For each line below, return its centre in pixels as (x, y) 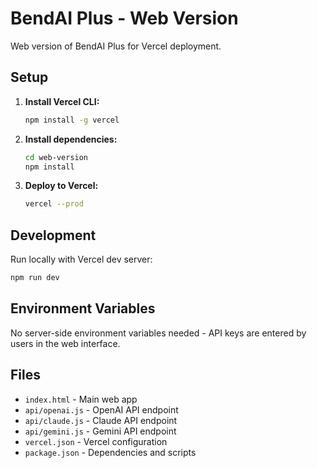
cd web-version (56, 157)
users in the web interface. (65, 343)
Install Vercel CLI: (62, 101)
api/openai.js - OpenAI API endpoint (101, 409)
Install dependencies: (71, 139)
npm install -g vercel (72, 120)
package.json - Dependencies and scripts (110, 452)
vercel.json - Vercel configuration (96, 441)
